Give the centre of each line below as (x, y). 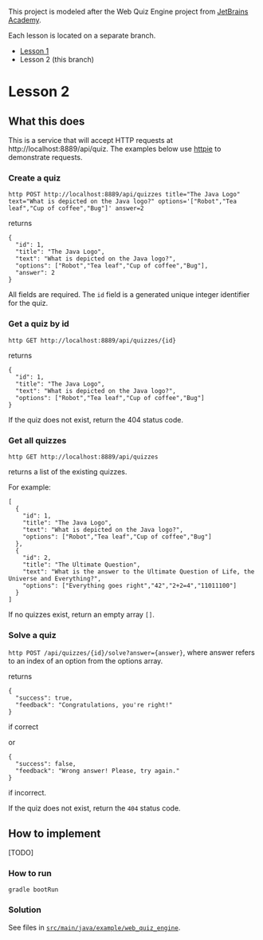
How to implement (55, 833)
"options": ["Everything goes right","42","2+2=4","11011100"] (130, 585)
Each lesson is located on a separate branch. (82, 36)
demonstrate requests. (45, 157)
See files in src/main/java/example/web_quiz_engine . (94, 927)
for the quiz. (28, 303)
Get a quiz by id (39, 324)
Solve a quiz (33, 635)
